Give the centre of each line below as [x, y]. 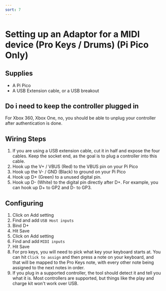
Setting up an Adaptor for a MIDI [73, 34]
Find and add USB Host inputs [43, 220]
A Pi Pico [22, 85]
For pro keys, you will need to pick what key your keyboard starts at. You [86, 252]
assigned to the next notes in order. [49, 268]
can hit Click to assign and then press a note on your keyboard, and [83, 257]
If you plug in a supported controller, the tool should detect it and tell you [86, 273]
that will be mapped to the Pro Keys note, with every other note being [83, 262]
